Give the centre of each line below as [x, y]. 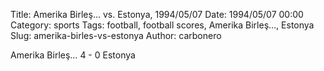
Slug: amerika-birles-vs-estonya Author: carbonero [116, 35]
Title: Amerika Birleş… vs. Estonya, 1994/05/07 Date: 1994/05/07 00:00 [157, 14]
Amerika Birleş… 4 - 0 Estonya [73, 55]
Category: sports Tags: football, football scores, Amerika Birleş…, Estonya [162, 25]
